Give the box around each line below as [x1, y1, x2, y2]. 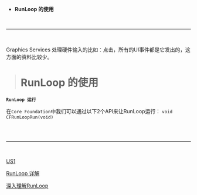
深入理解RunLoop [6, 182, 49, 189]
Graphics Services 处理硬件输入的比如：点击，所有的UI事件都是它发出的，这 [6, 46, 191, 53]
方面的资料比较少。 [6, 54, 53, 60]
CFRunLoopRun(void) [6, 114, 54, 120]
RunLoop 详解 [6, 169, 40, 177]
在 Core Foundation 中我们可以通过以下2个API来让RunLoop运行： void [6, 107, 173, 114]
